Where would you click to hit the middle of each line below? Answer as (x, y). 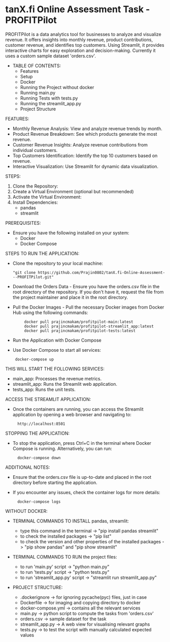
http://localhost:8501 (41, 424)
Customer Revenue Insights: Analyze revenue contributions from (80, 145)
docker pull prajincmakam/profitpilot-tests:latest (80, 331)
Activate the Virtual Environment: (47, 197)
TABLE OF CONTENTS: (37, 66)
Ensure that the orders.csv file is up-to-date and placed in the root (82, 477)
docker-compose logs (39, 502)
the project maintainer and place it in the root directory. (70, 297)
